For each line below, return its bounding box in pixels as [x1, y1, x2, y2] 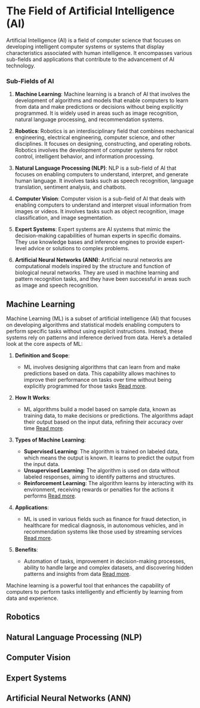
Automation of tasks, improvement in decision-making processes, [23, 557, 186, 565]
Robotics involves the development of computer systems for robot [14, 146, 178, 154]
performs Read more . [23, 492, 76, 499]
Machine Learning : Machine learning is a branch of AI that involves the [14, 91, 190, 98]
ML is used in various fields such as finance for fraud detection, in [23, 516, 187, 523]
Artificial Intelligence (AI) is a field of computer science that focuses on [6, 36, 181, 44]
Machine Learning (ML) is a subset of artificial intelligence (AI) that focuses [6, 315, 191, 322]
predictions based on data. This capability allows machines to [23, 370, 176, 377]
